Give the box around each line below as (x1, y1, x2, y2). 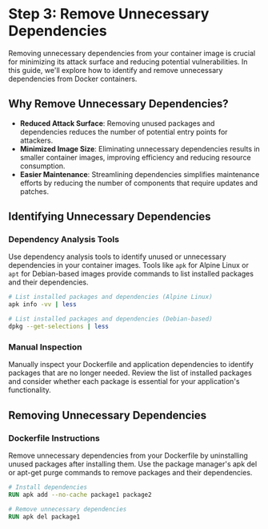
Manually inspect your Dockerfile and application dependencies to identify (8, 360, 254, 369)
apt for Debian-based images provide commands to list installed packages (8, 269, 254, 279)
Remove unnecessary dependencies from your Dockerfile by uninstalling (8, 450, 248, 460)
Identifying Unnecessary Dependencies (8, 210, 211, 224)
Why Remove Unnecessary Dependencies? (8, 97, 230, 111)
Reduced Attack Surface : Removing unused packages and (19, 118, 215, 128)
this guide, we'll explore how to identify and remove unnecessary (8, 65, 223, 75)
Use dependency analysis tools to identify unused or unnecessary (8, 252, 226, 261)
